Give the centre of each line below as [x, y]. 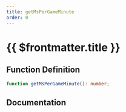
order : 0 [17, 18]
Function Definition [43, 70]
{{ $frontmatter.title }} [63, 48]
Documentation [36, 103]
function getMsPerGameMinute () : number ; [58, 84]
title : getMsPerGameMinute [40, 12]
